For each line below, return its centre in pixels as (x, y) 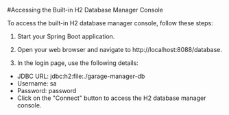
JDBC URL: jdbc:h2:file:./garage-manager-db (81, 76)
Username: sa (37, 84)
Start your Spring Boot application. (66, 36)
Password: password (47, 91)
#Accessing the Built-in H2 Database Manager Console (85, 10)
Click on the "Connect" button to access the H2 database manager (111, 98)
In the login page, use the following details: (77, 63)
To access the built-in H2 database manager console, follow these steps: (110, 23)
